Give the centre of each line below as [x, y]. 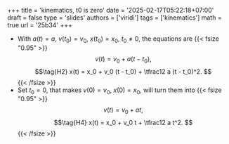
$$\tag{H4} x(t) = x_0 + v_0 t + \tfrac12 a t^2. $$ [123, 123]
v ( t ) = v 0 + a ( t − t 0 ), [123, 59]
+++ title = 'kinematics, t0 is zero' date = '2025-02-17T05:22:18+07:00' [111, 10]
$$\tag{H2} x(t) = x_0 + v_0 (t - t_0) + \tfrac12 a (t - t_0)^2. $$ [123, 71]
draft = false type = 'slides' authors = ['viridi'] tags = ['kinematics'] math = [115, 18]
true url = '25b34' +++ [40, 25]
